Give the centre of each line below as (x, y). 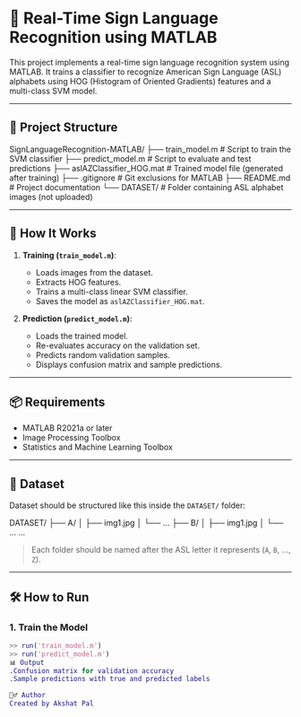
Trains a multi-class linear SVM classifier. (112, 292)
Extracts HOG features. (78, 282)
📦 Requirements (57, 402)
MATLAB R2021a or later (67, 428)
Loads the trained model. (82, 336)
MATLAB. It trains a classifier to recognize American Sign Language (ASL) (146, 72)
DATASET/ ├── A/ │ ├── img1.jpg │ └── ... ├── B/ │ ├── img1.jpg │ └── (146, 523)
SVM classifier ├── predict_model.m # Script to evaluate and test (130, 158)
